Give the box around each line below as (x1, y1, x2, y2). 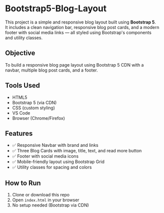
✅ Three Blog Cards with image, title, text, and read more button (12, 148, 142, 154)
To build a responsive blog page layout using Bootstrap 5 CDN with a (5, 62, 144, 68)
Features (5, 129, 33, 138)
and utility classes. (5, 35, 43, 41)
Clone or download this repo (12, 192, 70, 198)
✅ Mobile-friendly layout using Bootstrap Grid (12, 159, 105, 165)
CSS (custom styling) (12, 105, 55, 111)
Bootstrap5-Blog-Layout (5, 3, 107, 14)
